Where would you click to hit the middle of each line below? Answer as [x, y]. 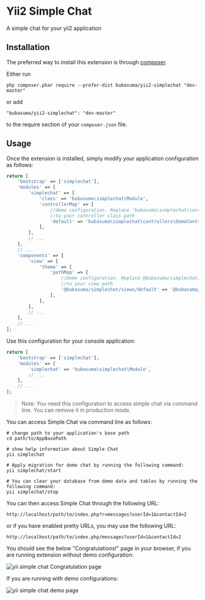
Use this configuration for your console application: [71, 341]
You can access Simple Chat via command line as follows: [79, 422]
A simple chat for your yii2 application [54, 28]
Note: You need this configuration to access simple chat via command [109, 404]
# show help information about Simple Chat [63, 449]
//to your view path [87, 284]
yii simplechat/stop [33, 492]
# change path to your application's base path [68, 433]
